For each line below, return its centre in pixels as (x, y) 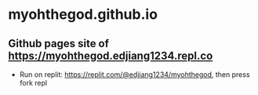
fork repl (33, 83)
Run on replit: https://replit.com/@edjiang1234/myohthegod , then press (134, 75)
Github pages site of (59, 44)
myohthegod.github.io (83, 15)
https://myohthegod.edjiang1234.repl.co (111, 55)
